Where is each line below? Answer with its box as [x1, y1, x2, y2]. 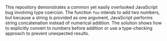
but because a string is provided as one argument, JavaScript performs [5, 15, 153, 20]
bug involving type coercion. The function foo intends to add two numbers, [5, 9, 160, 15]
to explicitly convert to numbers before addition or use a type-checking [5, 25, 153, 31]
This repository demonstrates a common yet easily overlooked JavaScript [5, 4, 158, 10]
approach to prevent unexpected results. [5, 31, 89, 36]
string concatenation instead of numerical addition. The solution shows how [5, 20, 162, 26]
